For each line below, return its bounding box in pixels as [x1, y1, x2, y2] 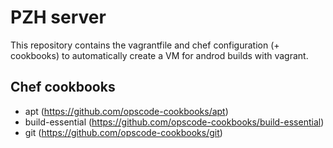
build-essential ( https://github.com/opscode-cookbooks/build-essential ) [24, 116, 325, 128]
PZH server [10, 6, 107, 29]
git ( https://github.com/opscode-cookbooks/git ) [24, 126, 223, 138]
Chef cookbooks [10, 79, 116, 96]
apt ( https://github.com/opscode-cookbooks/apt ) [24, 105, 229, 117]
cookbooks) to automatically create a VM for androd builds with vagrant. [10, 49, 309, 61]
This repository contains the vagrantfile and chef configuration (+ [10, 39, 280, 51]
